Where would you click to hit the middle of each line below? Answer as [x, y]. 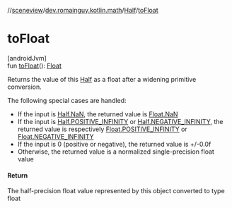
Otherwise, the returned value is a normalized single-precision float [116, 152]
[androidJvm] [27, 58]
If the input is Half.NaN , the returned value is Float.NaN [98, 114]
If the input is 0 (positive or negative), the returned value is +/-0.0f [114, 144]
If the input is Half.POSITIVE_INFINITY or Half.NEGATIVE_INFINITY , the [120, 121]
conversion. [24, 87]
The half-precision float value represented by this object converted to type [116, 191]
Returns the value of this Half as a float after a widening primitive [102, 79]
